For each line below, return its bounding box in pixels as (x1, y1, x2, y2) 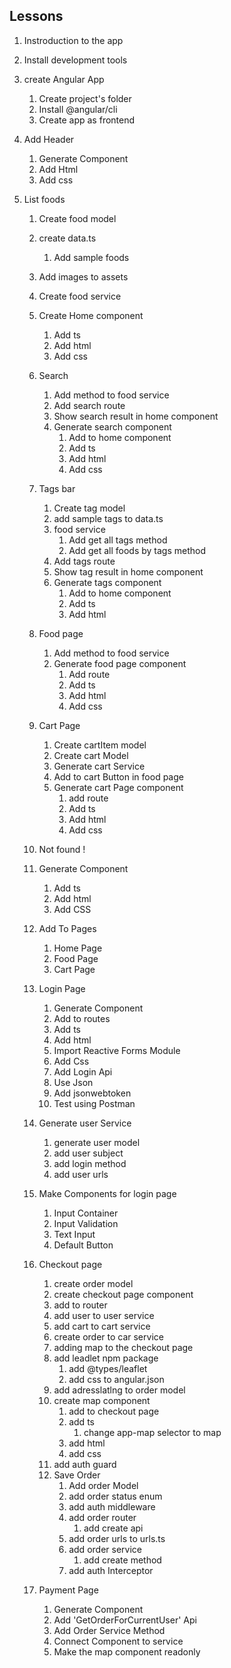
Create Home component (38, 309, 144, 321)
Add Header (23, 133, 75, 145)
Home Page (53, 942, 103, 954)
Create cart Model (53, 749, 129, 761)
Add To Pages (38, 922, 97, 934)
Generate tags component (53, 576, 162, 588)
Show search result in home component (53, 410, 219, 422)
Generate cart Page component (53, 781, 184, 793)
